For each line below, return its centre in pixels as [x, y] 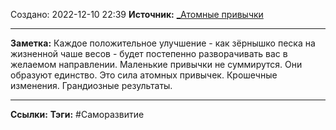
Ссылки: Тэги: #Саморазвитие [77, 114]
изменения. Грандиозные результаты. [91, 85]
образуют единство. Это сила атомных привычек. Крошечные [144, 75]
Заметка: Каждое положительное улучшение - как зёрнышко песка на [163, 43]
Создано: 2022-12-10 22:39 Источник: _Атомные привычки [137, 14]
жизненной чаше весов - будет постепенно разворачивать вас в [149, 53]
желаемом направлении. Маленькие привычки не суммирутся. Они [156, 64]
